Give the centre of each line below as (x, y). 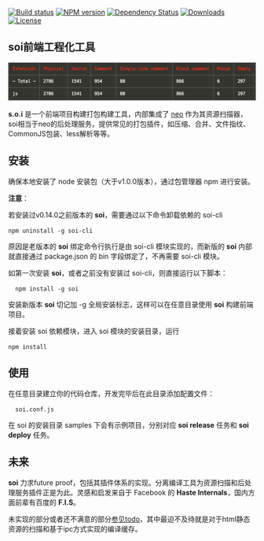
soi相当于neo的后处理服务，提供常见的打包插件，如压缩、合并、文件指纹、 (129, 124)
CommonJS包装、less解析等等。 (61, 134)
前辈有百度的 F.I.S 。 (48, 502)
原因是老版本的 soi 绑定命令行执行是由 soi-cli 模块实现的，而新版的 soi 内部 (130, 246)
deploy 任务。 (31, 435)
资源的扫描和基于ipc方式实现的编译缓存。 (75, 528)
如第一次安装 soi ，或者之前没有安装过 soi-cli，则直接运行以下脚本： (118, 272)
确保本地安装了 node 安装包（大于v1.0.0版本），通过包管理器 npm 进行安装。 (132, 181)
